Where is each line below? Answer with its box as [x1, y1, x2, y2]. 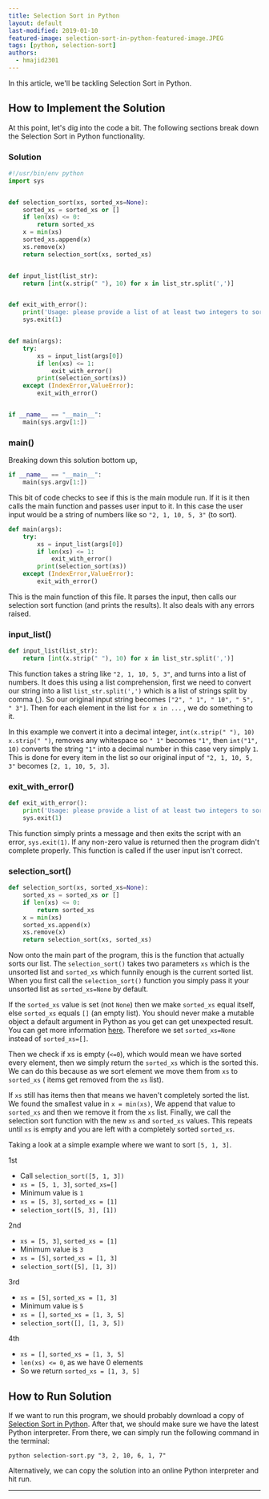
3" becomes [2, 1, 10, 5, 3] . [8, 761, 110, 770]
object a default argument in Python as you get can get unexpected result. [8, 1017, 254, 1027]
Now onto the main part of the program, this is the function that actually [8, 950, 245, 960]
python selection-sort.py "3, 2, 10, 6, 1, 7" [8, 1451, 167, 1460]
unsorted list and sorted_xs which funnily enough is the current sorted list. [8, 967, 254, 977]
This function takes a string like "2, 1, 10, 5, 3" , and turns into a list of [8, 669, 247, 678]
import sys [8, 177, 45, 185]
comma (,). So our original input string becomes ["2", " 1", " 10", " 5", [8, 694, 255, 704]
